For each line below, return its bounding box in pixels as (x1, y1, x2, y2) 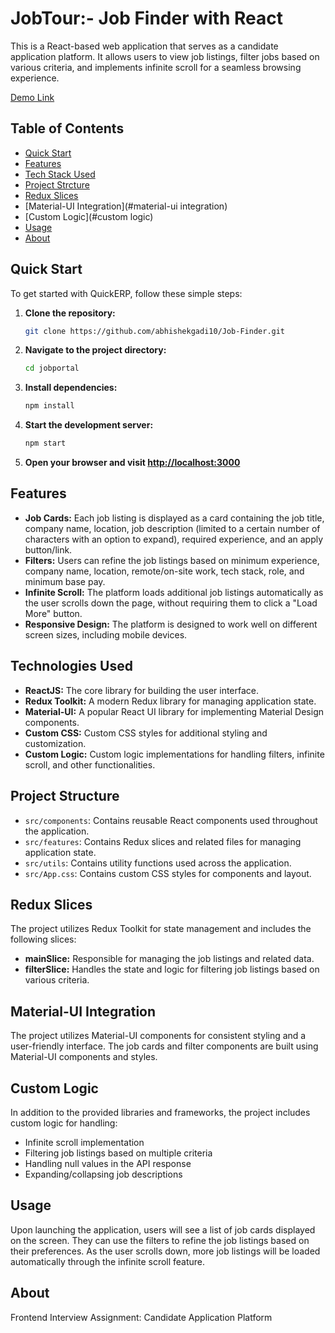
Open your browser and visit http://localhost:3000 (24, 457, 241, 469)
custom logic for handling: (10, 1117, 118, 1129)
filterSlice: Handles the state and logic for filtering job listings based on (24, 963, 320, 976)
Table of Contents (10, 120, 125, 137)
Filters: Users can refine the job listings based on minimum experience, (24, 554, 320, 566)
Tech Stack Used (24, 168, 96, 180)
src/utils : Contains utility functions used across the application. (24, 857, 292, 869)
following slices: (10, 933, 77, 946)
